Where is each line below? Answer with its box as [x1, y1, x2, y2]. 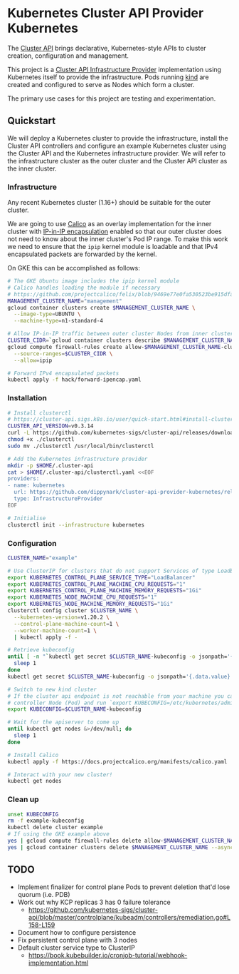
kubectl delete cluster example [7, 824, 103, 831]
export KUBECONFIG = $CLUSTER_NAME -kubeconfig [7, 706, 142, 713]
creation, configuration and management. [7, 51, 129, 60]
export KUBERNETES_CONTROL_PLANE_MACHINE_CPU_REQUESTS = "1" [7, 580, 186, 588]
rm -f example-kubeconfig [7, 817, 84, 825]
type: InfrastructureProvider [14, 495, 103, 502]
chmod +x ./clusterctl [7, 436, 75, 443]
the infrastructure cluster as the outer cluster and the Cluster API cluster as [7, 156, 228, 165]
